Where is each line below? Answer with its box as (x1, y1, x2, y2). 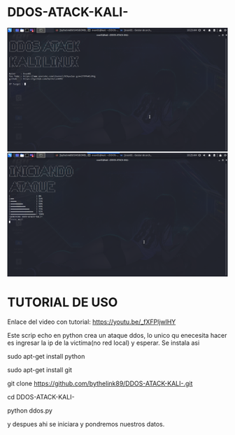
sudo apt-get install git (7, 365, 72, 374)
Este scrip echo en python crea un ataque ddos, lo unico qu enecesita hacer (7, 331, 227, 339)
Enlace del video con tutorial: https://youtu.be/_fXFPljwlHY (7, 318, 176, 326)
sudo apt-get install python (7, 352, 85, 360)
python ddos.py (7, 406, 52, 415)
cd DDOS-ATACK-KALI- (7, 392, 75, 401)
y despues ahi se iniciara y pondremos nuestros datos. (7, 420, 165, 428)
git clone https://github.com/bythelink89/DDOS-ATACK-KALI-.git (7, 379, 193, 387)
